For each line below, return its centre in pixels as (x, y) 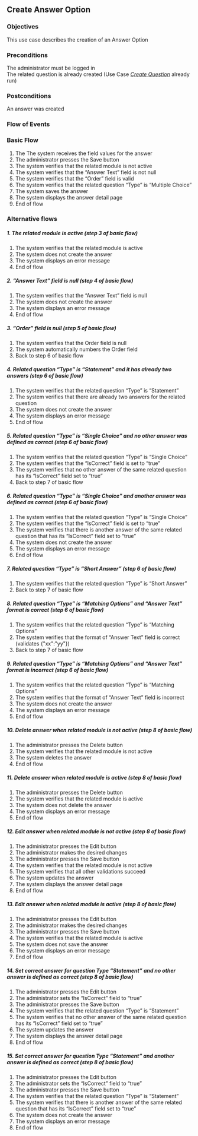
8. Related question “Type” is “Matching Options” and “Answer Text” (95, 603)
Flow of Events (28, 124)
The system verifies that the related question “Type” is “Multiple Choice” (103, 185)
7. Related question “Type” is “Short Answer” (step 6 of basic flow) (92, 568)
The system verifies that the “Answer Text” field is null (81, 296)
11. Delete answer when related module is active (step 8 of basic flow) (94, 777)
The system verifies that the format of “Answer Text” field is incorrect (100, 698)
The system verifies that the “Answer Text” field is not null (86, 172)
